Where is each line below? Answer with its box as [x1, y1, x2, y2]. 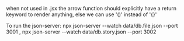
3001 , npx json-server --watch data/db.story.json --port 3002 [6, 28, 157, 35]
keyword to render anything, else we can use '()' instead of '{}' [6, 11, 157, 18]
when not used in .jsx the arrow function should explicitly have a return [6, 5, 177, 12]
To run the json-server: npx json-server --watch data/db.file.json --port [6, 23, 178, 29]
